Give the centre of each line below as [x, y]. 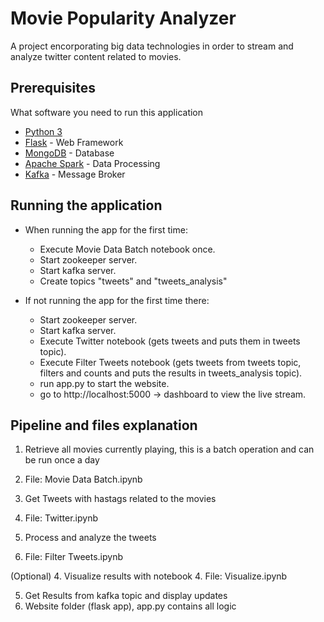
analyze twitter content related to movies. [96, 56]
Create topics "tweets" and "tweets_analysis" [133, 281]
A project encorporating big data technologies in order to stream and [152, 46]
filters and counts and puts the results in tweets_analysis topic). [171, 373]
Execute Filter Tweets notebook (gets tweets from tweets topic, [170, 362]
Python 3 [43, 131]
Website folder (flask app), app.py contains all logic [130, 606]
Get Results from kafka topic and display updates [126, 596]
